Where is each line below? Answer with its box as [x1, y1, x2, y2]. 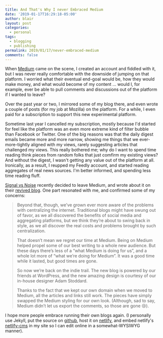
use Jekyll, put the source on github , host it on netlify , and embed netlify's [5, 318, 154, 323]
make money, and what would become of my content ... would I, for [5, 81, 140, 87]
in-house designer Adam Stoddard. [17, 278, 88, 284]
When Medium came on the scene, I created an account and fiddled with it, [5, 66, 156, 72]
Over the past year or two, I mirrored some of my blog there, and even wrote [5, 101, 158, 107]
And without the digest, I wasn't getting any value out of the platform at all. [5, 157, 155, 163]
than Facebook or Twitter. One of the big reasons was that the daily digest [5, 131, 154, 137]
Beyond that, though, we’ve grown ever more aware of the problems [17, 202, 154, 208]
